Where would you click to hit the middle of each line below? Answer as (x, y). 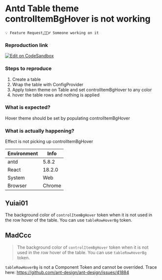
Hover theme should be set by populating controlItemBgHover (68, 118)
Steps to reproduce (28, 69)
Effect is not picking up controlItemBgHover (49, 141)
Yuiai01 (17, 203)
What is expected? (28, 107)
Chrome (52, 186)
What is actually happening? (40, 131)
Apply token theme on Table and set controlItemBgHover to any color (82, 90)
